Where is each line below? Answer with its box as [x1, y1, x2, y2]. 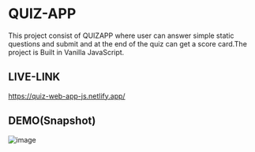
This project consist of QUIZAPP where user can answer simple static [8, 31, 234, 40]
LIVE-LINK [8, 70, 61, 83]
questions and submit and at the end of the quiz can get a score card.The [8, 39, 247, 48]
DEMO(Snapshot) [8, 114, 96, 128]
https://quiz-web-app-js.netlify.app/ [8, 91, 126, 101]
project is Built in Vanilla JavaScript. [8, 47, 125, 57]
